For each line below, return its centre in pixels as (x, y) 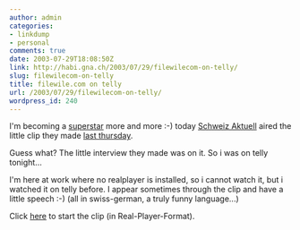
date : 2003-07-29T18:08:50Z (62, 59)
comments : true (38, 51)
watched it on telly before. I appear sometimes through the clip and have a (146, 190)
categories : (31, 26)
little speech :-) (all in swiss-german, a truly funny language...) (124, 199)
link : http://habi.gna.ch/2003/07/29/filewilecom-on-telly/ (124, 68)
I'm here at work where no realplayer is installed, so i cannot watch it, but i (146, 180)
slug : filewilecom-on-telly (62, 76)
